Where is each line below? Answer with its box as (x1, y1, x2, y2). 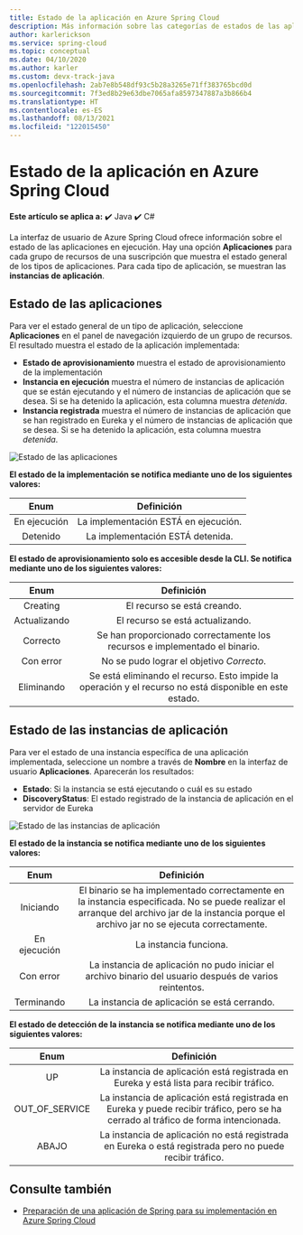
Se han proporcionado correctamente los (96, 629, 271, 641)
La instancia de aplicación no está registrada (99, 1128, 289, 1141)
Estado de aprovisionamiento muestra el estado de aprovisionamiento (22, 357, 286, 368)
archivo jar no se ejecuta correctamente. (96, 918, 268, 931)
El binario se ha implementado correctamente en (78, 884, 285, 896)
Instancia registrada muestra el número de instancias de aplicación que (22, 405, 291, 416)
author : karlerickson (9, 30, 91, 39)
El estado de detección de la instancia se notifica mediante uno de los (9, 1018, 276, 1030)
